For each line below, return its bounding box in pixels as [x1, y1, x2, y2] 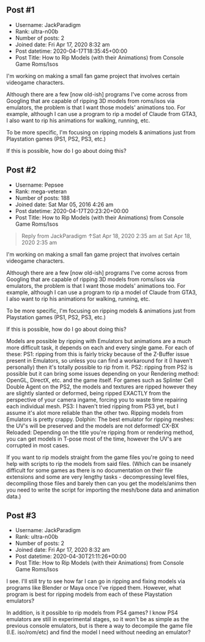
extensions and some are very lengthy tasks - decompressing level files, [6, 473, 189, 481]
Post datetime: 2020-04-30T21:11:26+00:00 [15, 552, 127, 560]
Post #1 [6, 5, 35, 15]
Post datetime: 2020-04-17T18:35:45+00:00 [15, 47, 127, 55]
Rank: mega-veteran [15, 187, 67, 195]
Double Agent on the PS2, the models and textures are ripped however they [6, 383, 198, 390]
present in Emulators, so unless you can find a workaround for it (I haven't [6, 357, 193, 364]
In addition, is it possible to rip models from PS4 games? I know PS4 [6, 609, 179, 616]
